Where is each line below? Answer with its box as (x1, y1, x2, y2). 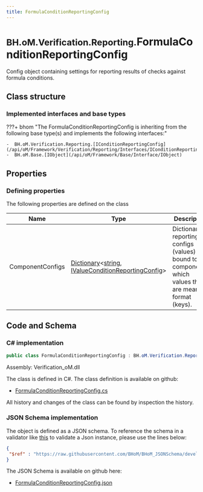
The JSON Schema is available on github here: (6, 467, 122, 474)
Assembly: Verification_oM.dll (6, 363, 80, 371)
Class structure (6, 91, 66, 101)
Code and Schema (6, 321, 77, 331)
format (172, 292, 192, 301)
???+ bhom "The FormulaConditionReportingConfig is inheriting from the (6, 123, 187, 130)
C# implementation (6, 339, 64, 347)
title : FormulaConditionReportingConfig (6, 8, 110, 15)
